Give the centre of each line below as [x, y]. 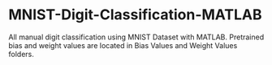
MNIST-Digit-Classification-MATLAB [135, 15]
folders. [21, 54]
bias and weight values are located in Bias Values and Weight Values [123, 45]
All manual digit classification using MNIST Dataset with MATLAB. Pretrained [136, 37]
